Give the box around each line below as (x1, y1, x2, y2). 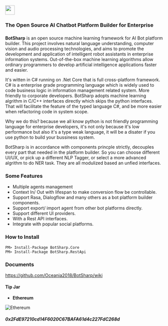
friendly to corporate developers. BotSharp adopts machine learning (5, 93, 146, 99)
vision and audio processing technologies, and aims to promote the (5, 46, 144, 52)
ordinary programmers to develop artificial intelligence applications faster (5, 62, 157, 68)
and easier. (5, 67, 29, 73)
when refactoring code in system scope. (5, 109, 89, 115)
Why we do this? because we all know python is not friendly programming (5, 118, 158, 125)
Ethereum (12, 295, 34, 301)
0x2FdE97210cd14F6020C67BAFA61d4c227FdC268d (5, 316, 120, 322)
